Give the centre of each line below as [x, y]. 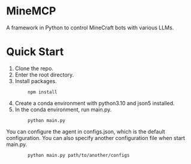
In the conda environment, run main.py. [63, 110]
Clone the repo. [34, 68]
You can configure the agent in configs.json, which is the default [86, 131]
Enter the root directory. [44, 75]
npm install [43, 92]
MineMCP [31, 11]
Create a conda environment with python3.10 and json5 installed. [95, 103]
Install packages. [36, 81]
